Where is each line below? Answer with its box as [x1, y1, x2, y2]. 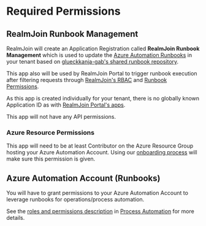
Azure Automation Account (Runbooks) [6, 173, 161, 183]
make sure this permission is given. [6, 155, 96, 163]
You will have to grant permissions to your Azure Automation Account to [6, 189, 189, 197]
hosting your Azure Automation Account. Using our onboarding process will [6, 149, 197, 156]
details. [6, 214, 25, 222]
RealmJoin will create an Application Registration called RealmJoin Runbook [6, 45, 200, 52]
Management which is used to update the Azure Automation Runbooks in [6, 51, 192, 59]
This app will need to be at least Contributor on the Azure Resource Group [6, 142, 194, 149]
